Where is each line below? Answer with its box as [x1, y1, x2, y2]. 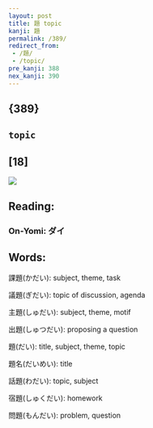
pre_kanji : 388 [8, 65, 60, 73]
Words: [8, 250, 46, 264]
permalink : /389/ [8, 34, 67, 43]
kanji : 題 [8, 27, 40, 35]
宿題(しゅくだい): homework [8, 393, 103, 403]
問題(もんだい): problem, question [8, 410, 121, 421]
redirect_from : [8, 42, 60, 50]
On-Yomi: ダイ [8, 225, 66, 236]
